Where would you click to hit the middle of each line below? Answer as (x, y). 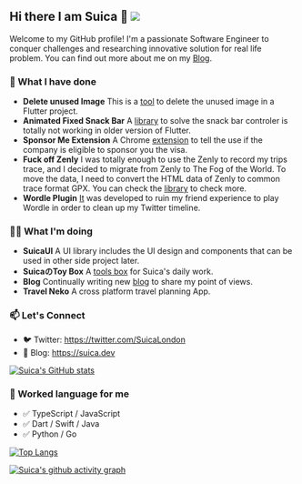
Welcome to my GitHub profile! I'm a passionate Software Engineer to (140, 38)
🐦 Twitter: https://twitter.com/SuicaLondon (104, 339)
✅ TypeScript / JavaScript (71, 413)
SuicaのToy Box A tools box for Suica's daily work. (118, 272)
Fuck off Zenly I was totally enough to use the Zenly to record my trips (155, 159)
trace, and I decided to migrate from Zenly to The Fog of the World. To (154, 169)
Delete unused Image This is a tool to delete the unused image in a (148, 102)
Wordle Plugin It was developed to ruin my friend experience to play (151, 198)
